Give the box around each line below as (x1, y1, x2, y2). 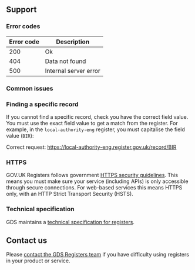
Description (55, 38, 90, 46)
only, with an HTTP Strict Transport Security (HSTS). (6, 191, 133, 198)
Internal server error (45, 66, 101, 75)
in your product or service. (6, 257, 70, 264)
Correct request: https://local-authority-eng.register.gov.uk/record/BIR (6, 144, 177, 151)
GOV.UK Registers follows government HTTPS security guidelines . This (6, 172, 178, 179)
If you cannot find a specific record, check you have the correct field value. (6, 113, 189, 120)
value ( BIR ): (6, 132, 34, 139)
